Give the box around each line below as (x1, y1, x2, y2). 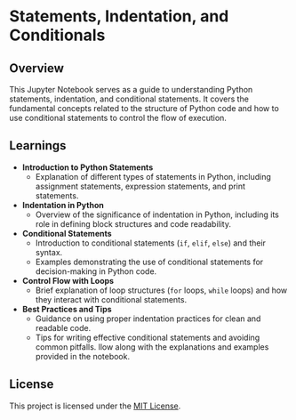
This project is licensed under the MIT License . (9, 400, 181, 411)
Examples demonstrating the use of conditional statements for (35, 256, 264, 267)
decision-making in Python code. (35, 265, 157, 277)
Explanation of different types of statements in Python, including (35, 171, 271, 182)
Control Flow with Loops (21, 275, 114, 286)
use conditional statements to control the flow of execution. (9, 113, 227, 123)
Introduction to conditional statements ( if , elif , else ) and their (35, 238, 267, 248)
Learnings (9, 138, 67, 153)
